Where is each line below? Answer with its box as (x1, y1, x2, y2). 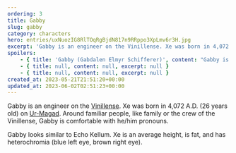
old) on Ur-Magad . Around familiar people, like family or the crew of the (7, 109, 216, 118)
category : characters (7, 30, 71, 37)
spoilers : (7, 50, 37, 57)
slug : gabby (7, 23, 42, 30)
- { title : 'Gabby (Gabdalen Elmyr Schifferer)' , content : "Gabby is (20, 56, 230, 63)
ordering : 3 (7, 10, 42, 18)
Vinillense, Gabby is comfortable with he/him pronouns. (7, 117, 169, 126)
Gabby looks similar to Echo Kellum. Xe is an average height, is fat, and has (7, 130, 226, 139)
